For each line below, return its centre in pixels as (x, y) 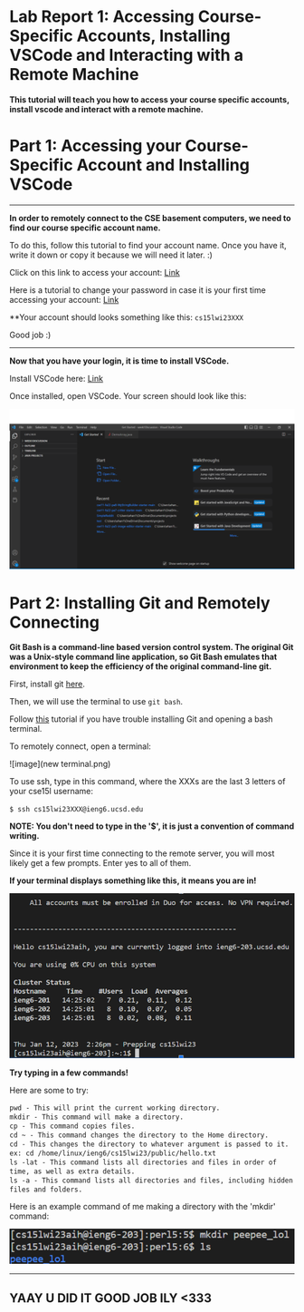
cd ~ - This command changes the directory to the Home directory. (139, 1135)
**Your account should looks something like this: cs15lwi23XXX (127, 317)
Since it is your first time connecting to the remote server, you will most (142, 853)
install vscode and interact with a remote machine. (106, 109)
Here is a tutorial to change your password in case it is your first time (138, 290)
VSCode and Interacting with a (127, 55)
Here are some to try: (49, 1091)
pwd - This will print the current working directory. (115, 1108)
